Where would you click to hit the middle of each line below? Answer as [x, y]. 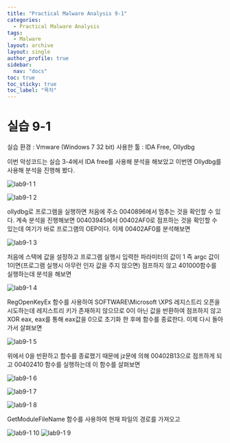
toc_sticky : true [32, 84]
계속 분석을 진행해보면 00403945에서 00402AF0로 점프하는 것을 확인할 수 [117, 220]
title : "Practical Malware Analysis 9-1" [67, 13]
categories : [24, 20]
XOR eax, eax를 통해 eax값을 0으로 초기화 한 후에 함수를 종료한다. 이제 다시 [109, 319]
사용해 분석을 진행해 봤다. [41, 170]
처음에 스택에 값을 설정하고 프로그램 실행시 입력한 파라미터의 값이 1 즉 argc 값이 [113, 257]
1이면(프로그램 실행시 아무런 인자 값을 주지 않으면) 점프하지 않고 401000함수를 [112, 265]
